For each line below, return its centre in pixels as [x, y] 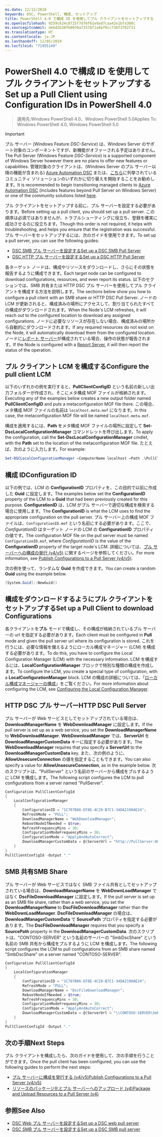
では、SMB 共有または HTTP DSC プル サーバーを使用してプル [80, 285]
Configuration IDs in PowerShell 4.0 [78, 105]
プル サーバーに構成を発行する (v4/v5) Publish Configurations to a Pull [82, 1077]
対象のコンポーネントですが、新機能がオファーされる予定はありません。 [86, 150]
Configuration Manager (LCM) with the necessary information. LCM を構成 [79, 659]
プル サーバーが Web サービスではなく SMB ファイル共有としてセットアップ [81, 884]
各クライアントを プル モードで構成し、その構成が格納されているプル [73, 628]
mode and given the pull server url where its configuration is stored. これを [80, 641]
